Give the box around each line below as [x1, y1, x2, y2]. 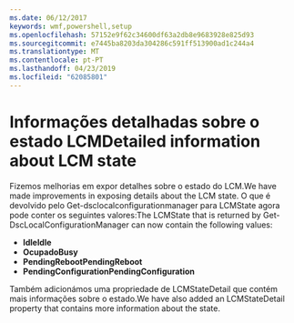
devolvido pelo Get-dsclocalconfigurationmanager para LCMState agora [9, 199, 280, 210]
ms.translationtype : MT [9, 47, 100, 56]
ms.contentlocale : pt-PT [9, 56, 104, 65]
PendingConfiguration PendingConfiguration [22, 266, 196, 277]
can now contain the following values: [130, 219, 273, 230]
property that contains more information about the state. [9, 302, 221, 314]
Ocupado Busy [22, 247, 79, 257]
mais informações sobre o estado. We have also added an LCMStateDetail [9, 293, 285, 304]
